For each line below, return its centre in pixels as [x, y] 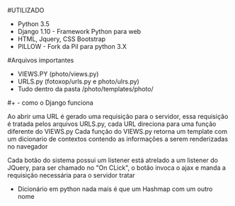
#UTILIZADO [26, 10]
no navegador [28, 147]
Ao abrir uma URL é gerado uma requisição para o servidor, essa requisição [118, 116]
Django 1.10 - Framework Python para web [79, 32]
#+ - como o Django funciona [50, 103]
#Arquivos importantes [41, 60]
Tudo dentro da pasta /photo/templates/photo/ [85, 89]
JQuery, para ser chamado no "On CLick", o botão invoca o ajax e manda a [117, 168]
